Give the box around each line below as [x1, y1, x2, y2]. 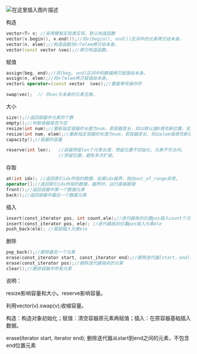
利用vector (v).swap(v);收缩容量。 [6, 302, 87, 309]
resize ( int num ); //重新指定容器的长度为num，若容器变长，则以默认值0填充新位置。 [6, 125, 186, 132]
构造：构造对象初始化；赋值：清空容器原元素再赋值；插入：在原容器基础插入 [6, 315, 191, 322]
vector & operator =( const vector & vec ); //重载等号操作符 [6, 81, 142, 87]
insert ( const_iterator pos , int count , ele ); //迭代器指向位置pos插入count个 [6, 215, 186, 221]
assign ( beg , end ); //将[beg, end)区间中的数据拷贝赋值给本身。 [6, 70, 148, 76]
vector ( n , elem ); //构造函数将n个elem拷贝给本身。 [6, 41, 119, 47]
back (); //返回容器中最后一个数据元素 [6, 192, 87, 198]
